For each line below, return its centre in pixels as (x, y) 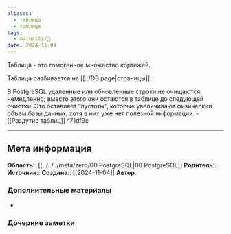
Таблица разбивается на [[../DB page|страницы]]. (79, 78)
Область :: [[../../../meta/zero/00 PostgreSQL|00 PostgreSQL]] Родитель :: (112, 165)
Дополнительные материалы (59, 190)
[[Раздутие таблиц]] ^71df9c (48, 120)
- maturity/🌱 (32, 39)
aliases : (20, 13)
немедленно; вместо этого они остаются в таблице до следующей (106, 99)
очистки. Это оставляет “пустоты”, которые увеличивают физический (110, 106)
